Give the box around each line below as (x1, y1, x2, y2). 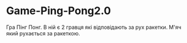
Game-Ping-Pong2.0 (6, 4, 111, 18)
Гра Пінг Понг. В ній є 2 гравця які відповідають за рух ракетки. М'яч (6, 24, 182, 31)
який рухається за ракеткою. (6, 29, 80, 37)
